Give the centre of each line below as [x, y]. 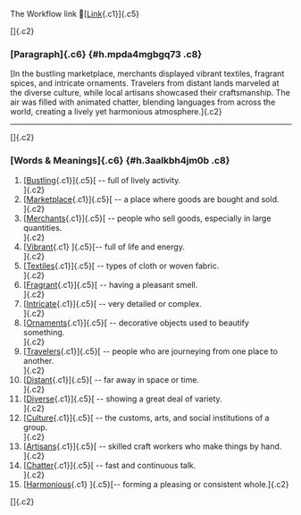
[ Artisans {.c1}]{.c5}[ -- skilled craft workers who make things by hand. [152, 446]
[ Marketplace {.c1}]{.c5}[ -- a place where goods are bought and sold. [151, 199]
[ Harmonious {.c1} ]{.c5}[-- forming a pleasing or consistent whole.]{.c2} [156, 484]
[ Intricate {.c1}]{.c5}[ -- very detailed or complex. [112, 303]
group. [35, 427]
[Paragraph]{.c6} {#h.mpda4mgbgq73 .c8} [106, 54]
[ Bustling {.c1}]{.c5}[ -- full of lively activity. [102, 180]
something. [44, 332]
